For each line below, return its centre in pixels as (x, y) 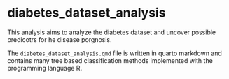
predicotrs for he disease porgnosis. (60, 39)
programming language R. (45, 68)
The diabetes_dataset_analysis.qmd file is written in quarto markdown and (115, 53)
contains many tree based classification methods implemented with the (110, 60)
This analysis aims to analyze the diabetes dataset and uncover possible (112, 32)
